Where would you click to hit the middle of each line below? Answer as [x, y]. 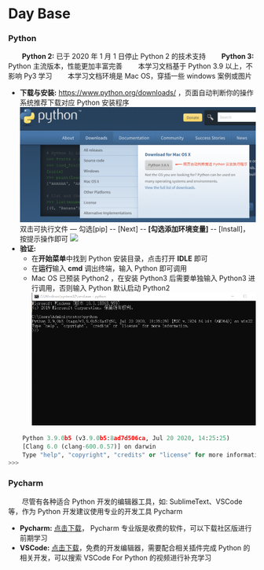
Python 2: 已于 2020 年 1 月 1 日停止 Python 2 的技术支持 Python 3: [138, 57]
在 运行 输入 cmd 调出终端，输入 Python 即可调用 [109, 268]
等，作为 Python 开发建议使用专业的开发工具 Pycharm [95, 511]
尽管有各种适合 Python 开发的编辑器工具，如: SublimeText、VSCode [132, 502]
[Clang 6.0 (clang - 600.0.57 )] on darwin [89, 446]
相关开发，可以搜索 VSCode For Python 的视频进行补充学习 [115, 557]
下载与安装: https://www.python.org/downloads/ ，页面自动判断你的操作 [136, 93]
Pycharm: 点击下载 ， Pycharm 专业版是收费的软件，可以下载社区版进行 [136, 527]
